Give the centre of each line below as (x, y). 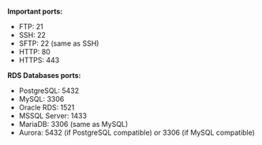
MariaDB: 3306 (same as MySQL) (73, 124)
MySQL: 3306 (41, 99)
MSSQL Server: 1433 (53, 116)
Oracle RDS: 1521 (47, 107)
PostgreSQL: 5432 (49, 91)
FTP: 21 (31, 26)
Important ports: (35, 11)
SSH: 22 (32, 35)
